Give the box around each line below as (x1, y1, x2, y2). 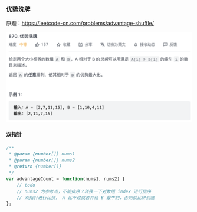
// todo (17, 182, 35, 188)
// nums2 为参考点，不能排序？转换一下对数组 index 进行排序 (17, 188, 152, 194)
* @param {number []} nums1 (8, 151, 75, 157)
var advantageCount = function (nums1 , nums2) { (6, 175, 126, 182)
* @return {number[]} (8, 164, 62, 170)
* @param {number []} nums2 (8, 157, 75, 163)
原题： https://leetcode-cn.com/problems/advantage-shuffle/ (6, 19, 155, 27)
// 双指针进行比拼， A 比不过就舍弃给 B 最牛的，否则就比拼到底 (17, 194, 155, 201)
